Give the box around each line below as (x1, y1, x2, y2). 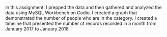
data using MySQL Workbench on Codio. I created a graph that (5, 10, 137, 16)
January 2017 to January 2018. (5, 26, 70, 32)
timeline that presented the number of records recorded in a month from (5, 20, 157, 26)
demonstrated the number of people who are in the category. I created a (5, 15, 157, 21)
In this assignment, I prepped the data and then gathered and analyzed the (5, 5, 162, 10)
